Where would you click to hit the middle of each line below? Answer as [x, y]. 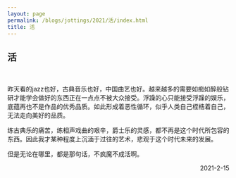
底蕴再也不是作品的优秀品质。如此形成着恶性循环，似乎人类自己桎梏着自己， [118, 107]
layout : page [26, 14]
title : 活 [21, 27]
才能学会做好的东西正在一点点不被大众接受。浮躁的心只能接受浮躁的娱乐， [121, 98]
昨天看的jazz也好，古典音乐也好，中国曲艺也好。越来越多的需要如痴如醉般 [115, 89]
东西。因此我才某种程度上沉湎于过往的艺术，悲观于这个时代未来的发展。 [112, 139]
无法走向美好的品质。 [38, 115]
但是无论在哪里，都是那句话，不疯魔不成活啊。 [75, 154]
